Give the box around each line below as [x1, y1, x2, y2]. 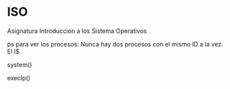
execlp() [7, 73, 31, 82]
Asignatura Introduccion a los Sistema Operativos [7, 27, 148, 35]
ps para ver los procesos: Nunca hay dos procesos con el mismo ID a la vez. [7, 40, 224, 48]
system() [7, 60, 32, 68]
